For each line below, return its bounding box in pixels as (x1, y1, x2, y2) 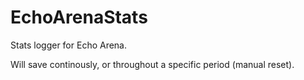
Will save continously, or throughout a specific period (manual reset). (10, 58, 295, 70)
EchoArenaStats (10, 6, 148, 29)
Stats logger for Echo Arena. (10, 39, 128, 51)
